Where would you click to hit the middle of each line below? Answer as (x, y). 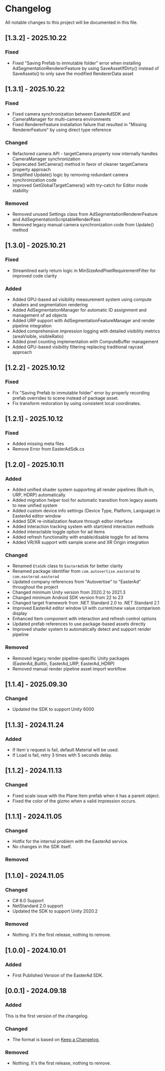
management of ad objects (40, 315)
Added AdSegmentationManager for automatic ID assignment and (79, 310)
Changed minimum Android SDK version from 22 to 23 (68, 598)
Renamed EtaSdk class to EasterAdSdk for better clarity (67, 566)
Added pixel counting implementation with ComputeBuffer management (85, 341)
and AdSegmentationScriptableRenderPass (56, 219)
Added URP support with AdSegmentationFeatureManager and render (83, 320)
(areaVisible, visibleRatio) (38, 336)
